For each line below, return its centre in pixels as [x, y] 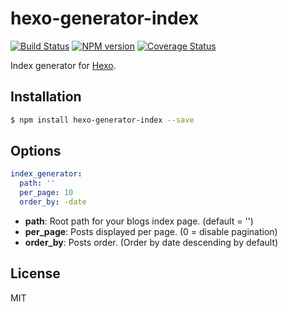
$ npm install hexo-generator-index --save [102, 120]
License [35, 273]
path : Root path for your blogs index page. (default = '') [139, 221]
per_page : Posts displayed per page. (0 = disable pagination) [151, 231]
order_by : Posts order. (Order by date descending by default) [151, 242]
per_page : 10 [46, 193]
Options [36, 151]
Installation [46, 97]
